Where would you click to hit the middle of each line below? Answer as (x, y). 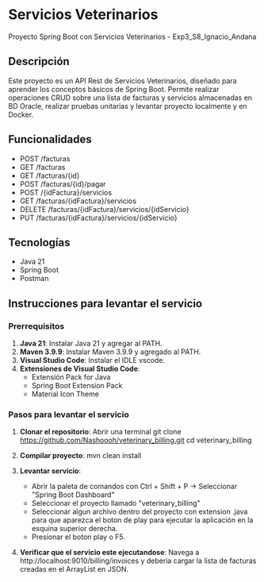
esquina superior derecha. (75, 529)
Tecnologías (39, 243)
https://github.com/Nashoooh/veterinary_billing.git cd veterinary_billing (136, 440)
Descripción (39, 62)
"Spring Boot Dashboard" (73, 495)
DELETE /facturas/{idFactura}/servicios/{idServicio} (104, 209)
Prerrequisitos (36, 326)
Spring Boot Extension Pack (77, 386)
